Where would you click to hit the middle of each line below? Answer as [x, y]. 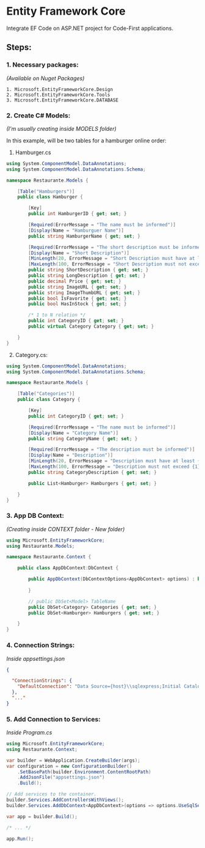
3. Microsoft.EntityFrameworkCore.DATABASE [63, 100]
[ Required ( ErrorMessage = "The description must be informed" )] [112, 450]
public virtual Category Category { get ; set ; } [91, 326]
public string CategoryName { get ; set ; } [83, 438]
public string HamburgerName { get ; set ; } [84, 236]
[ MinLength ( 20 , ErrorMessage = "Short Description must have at [112, 259]
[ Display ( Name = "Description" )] [71, 455]
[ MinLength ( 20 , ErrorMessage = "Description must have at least [112, 461]
